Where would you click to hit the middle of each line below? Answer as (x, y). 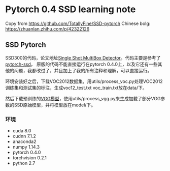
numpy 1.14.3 (26, 147)
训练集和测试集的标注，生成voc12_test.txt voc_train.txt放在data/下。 (76, 88)
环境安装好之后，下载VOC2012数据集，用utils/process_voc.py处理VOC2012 (84, 81)
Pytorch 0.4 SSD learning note (71, 9)
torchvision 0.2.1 (29, 158)
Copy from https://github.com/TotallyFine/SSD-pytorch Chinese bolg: (78, 23)
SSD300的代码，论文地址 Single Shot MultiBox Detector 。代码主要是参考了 (83, 58)
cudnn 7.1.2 (24, 136)
